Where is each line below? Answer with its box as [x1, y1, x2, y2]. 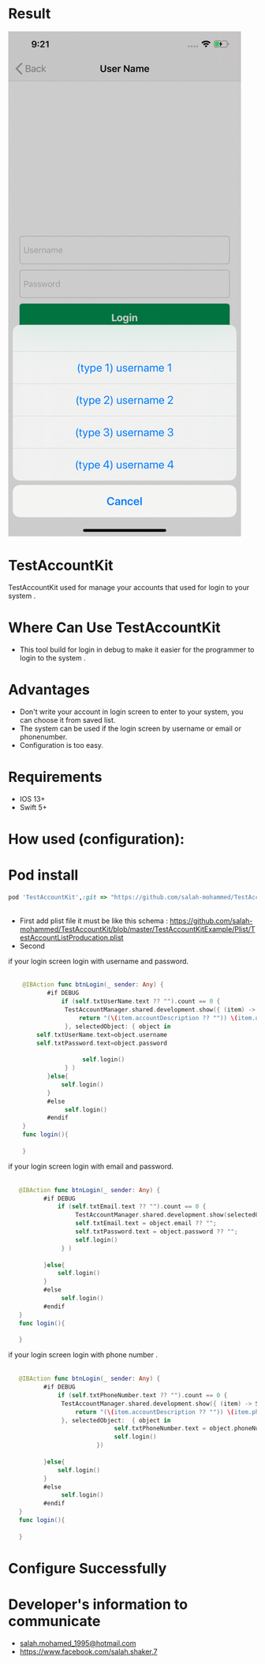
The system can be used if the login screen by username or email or [19, 724, 242, 733]
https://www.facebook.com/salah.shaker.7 [19, 1647, 158, 1656]
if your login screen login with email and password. [8, 1161, 174, 1171]
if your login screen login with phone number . [8, 1350, 158, 1359]
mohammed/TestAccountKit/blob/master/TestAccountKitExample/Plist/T [19, 924, 256, 933]
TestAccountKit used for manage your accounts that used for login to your [8, 582, 250, 592]
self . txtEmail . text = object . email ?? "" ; [75, 1220, 217, 1228]
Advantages [8, 681, 91, 698]
